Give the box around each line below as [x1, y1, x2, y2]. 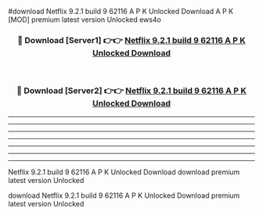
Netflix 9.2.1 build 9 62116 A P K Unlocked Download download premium [8, 167, 240, 177]
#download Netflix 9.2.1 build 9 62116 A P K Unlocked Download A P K [8, 7, 233, 16]
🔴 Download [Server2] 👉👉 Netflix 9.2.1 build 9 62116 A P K [16, 85, 247, 96]
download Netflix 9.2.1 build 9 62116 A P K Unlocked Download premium [8, 191, 240, 200]
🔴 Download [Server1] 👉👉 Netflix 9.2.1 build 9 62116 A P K [16, 34, 247, 45]
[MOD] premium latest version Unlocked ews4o [8, 15, 162, 24]
